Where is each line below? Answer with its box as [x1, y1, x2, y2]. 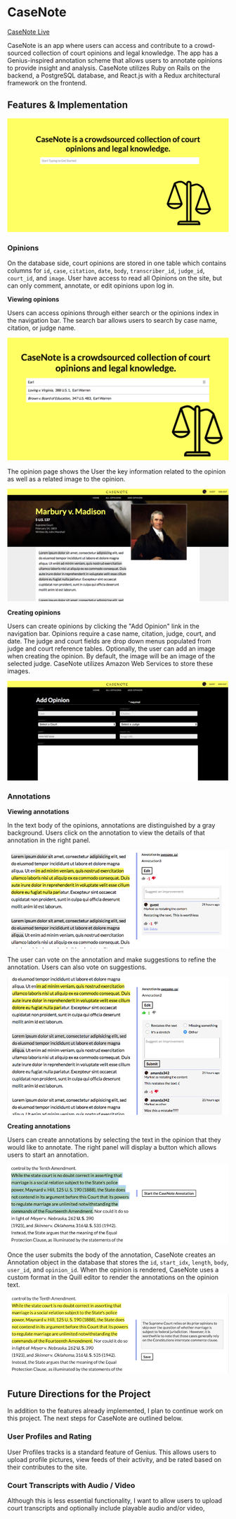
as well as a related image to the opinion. [7, 475, 126, 484]
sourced [7, 49, 32, 57]
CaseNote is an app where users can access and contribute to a [7, 41, 193, 49]
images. [7, 667, 30, 675]
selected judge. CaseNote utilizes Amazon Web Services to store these [7, 659, 214, 668]
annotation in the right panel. [7, 836, 91, 844]
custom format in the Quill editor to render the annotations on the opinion [7, 1273, 219, 1281]
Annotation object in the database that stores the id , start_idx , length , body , [7, 1258, 229, 1267]
